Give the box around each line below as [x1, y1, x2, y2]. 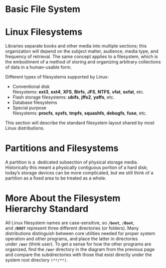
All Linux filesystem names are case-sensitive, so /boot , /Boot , [5, 220, 134, 225]
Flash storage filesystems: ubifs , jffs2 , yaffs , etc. [12, 94, 115, 100]
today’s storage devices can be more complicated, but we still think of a [5, 170, 154, 176]
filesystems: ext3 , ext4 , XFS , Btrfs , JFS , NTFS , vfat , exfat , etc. [12, 89, 144, 95]
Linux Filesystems [5, 26, 83, 38]
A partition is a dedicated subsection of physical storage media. [5, 159, 138, 165]
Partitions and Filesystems [5, 142, 119, 154]
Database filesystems [12, 99, 58, 105]
